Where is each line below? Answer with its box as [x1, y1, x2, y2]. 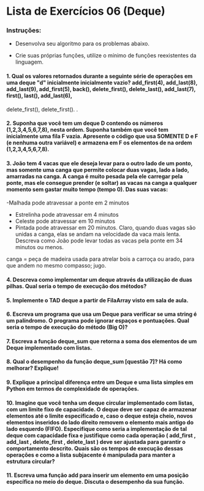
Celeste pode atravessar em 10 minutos [15, 217, 115, 225]
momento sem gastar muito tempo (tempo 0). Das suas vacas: [6, 186, 168, 193]
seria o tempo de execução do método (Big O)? [6, 323, 128, 331]
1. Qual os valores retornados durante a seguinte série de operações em [6, 72, 193, 80]
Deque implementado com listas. [6, 344, 93, 351]
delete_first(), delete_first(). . [6, 105, 78, 113]
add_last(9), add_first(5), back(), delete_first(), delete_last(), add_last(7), [6, 86, 196, 93]
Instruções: [6, 26, 42, 35]
